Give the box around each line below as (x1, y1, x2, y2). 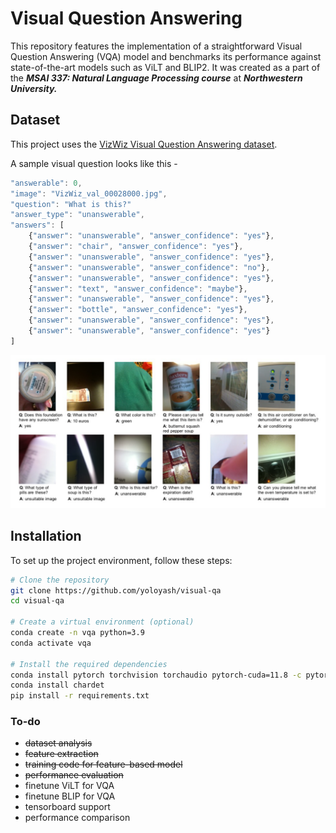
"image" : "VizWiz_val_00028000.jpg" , (10, 188, 168, 199)
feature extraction (24, 748, 99, 760)
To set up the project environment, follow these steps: (10, 554, 233, 566)
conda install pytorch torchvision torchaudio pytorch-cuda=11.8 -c (10, 670, 302, 680)
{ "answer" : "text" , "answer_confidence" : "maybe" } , (28, 283, 248, 294)
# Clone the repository (10, 575, 110, 585)
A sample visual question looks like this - (10, 157, 178, 169)
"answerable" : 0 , (10, 178, 83, 188)
